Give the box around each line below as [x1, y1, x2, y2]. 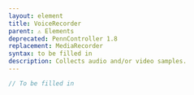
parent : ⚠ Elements [8, 27, 75, 35]
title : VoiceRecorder [8, 19, 82, 28]
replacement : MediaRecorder [8, 42, 104, 50]
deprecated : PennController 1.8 [8, 34, 118, 43]
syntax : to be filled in [8, 50, 93, 58]
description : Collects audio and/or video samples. [8, 58, 187, 66]
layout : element [8, 11, 63, 20]
